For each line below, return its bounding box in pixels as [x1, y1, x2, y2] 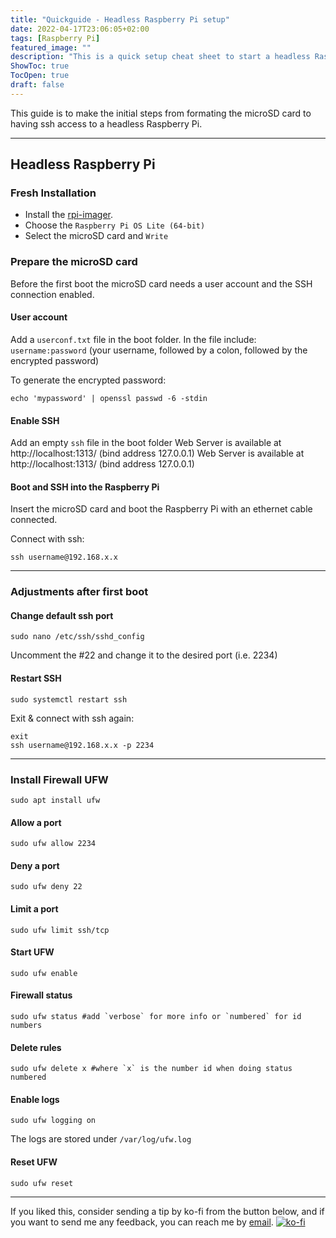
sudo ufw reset [10, 1178, 74, 1188]
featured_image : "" [10, 42, 92, 53]
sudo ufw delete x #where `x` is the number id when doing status [10, 1064, 293, 1074]
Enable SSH [10, 414, 60, 426]
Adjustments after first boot [10, 585, 149, 599]
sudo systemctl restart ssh [10, 694, 128, 705]
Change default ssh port [10, 609, 114, 621]
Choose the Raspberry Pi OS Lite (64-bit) [24, 219, 206, 231]
